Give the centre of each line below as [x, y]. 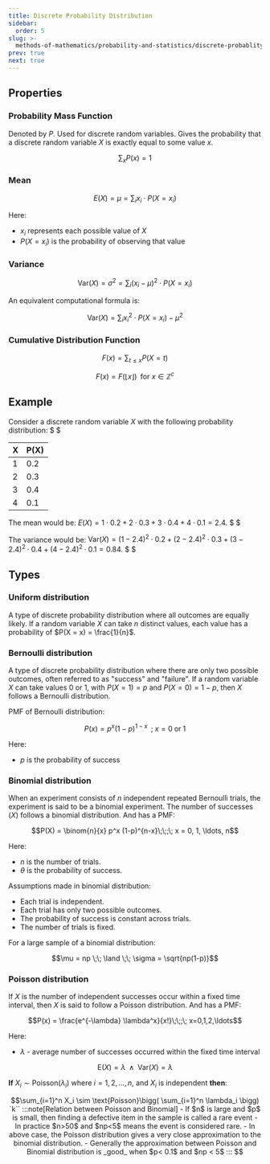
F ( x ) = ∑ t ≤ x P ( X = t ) [135, 359]
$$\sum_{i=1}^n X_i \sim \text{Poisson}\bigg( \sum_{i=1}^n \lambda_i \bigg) [135, 1100]
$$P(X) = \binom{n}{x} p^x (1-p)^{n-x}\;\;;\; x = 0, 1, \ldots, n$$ [135, 831]
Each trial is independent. [62, 902]
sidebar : [23, 23]
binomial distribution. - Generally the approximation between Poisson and [135, 1143]
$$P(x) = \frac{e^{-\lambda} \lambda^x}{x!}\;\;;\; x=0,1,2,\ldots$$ [135, 1021]
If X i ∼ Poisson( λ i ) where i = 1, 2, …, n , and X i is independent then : [118, 1084]
